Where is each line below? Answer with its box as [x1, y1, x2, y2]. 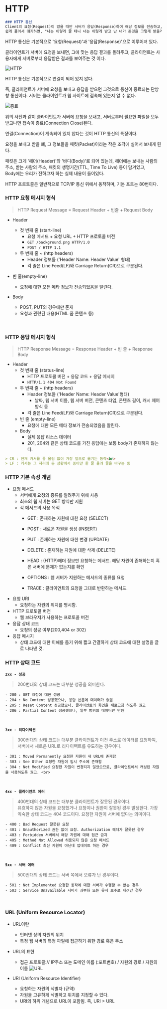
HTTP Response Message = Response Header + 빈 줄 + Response [17, 346, 153, 352]
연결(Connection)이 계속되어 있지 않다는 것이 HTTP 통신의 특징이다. [5, 130, 138, 136]
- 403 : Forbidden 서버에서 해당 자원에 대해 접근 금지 [5, 832, 108, 837]
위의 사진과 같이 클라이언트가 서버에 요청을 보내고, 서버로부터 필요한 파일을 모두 [5, 113, 159, 120]
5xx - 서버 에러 [5, 862, 35, 867]
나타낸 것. [25, 645, 44, 651]
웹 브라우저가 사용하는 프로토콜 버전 [19, 614, 89, 620]
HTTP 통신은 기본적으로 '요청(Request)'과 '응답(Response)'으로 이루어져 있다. [5, 38, 158, 44]
